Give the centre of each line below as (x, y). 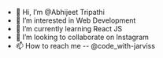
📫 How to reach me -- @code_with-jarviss (85, 46)
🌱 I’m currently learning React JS (69, 29)
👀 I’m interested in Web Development (76, 20)
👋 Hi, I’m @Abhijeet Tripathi (60, 12)
